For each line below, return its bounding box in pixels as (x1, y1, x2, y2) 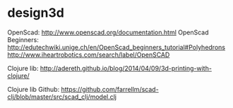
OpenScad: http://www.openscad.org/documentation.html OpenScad (7, 28, 210, 36)
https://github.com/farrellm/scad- (61, 85, 159, 93)
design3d (7, 5, 65, 21)
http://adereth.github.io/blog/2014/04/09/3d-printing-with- (40, 64, 212, 72)
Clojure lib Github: (7, 85, 60, 93)
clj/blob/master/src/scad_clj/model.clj (7, 93, 116, 101)
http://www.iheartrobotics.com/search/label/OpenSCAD (7, 50, 170, 59)
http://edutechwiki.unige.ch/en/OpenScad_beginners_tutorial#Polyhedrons (7, 43, 226, 51)
